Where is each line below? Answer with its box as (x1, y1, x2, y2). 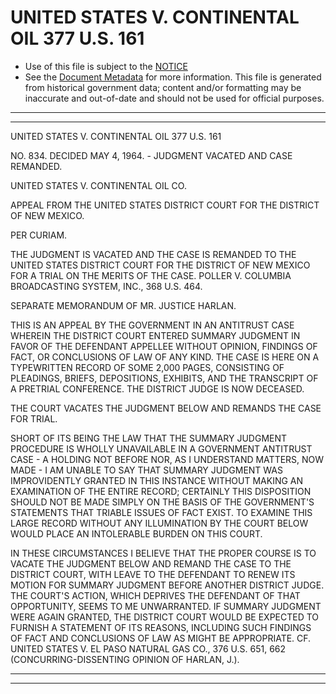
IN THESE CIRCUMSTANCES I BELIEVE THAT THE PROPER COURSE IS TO (10, 547, 317, 559)
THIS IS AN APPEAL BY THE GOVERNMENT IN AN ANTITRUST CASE (10, 319, 295, 331)
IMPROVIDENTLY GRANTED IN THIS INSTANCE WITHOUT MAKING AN (10, 474, 304, 486)
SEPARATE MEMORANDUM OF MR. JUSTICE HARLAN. (10, 299, 237, 311)
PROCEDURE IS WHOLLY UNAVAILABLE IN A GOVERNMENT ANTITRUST (10, 442, 313, 455)
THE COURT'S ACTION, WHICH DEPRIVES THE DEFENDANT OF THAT (10, 589, 301, 601)
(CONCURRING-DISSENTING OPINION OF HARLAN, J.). (10, 653, 240, 665)
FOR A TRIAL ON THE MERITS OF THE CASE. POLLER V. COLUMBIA (10, 269, 292, 281)
